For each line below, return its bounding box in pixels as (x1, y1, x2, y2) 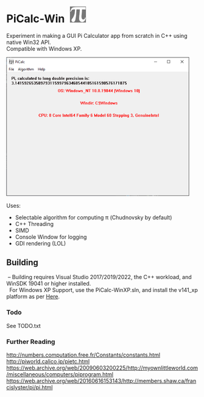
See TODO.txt (6, 322, 41, 329)
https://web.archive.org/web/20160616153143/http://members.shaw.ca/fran (6, 377, 197, 385)
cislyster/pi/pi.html (6, 384, 53, 391)
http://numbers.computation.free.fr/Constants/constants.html (6, 351, 160, 359)
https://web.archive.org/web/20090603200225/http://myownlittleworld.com (6, 364, 199, 372)
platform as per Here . (6, 293, 60, 300)
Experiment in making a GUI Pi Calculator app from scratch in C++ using (6, 32, 188, 39)
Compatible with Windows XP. (6, 45, 82, 52)
